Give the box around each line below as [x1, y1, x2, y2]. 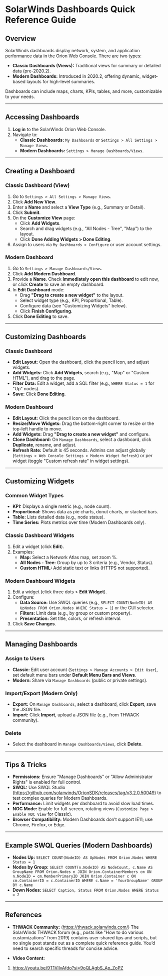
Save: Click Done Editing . [12, 391, 66, 397]
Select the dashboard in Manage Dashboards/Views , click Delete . [12, 741, 143, 747]
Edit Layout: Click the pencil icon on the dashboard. [12, 415, 120, 421]
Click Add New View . [12, 198, 56, 204]
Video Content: [12, 955, 45, 961]
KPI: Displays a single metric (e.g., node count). [12, 503, 111, 509]
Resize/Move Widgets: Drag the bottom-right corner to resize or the [12, 420, 154, 426]
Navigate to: [12, 132, 38, 138]
